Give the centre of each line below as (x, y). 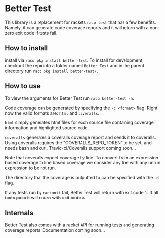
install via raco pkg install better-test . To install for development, (75, 60)
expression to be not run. (31, 168)
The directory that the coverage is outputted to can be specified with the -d (82, 177)
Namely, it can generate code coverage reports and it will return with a (77, 27)
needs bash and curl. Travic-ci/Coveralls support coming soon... (71, 148)
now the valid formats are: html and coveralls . (52, 113)
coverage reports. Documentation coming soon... (55, 230)
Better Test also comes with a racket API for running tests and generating (80, 225)
